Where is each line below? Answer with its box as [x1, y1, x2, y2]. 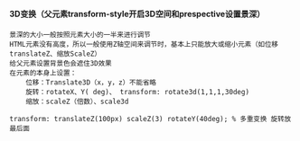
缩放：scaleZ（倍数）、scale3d [25, 97, 129, 107]
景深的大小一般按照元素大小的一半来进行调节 [9, 31, 151, 40]
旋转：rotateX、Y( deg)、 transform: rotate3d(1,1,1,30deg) [25, 88, 250, 97]
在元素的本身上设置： [9, 68, 77, 78]
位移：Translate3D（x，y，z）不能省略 [25, 78, 156, 87]
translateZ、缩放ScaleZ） [9, 49, 102, 58]
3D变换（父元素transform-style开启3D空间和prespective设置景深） [9, 8, 265, 19]
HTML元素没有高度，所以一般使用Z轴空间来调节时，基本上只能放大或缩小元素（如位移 [9, 40, 278, 49]
